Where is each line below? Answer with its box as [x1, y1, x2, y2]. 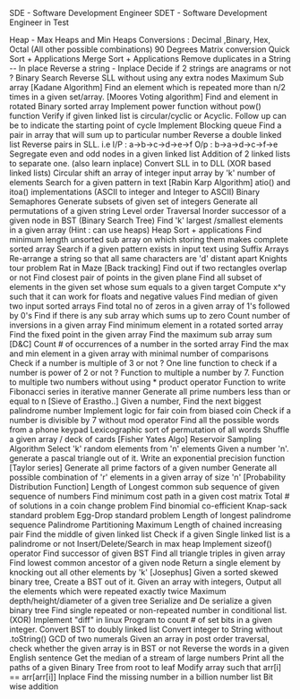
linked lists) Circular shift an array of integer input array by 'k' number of [9, 167, 276, 178]
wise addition [9, 681, 59, 692]
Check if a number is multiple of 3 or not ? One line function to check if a [9, 358, 278, 368]
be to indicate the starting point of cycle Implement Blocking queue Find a [9, 120, 282, 131]
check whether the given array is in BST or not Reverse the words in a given [9, 644, 289, 653]
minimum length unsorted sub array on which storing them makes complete [9, 234, 288, 244]
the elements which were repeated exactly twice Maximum [9, 586, 227, 596]
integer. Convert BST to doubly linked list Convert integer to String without [9, 624, 284, 635]
